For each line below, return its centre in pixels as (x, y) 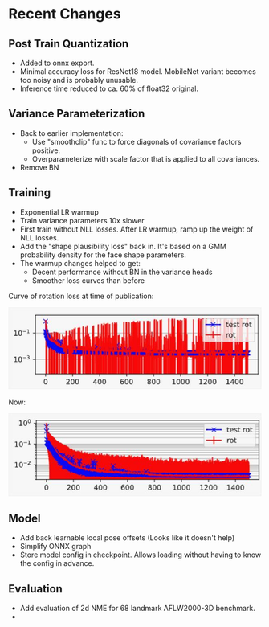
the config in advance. (57, 563)
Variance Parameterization (77, 114)
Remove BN (39, 167)
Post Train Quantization (69, 44)
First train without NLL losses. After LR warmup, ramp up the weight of (137, 229)
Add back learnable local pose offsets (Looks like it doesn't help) (127, 538)
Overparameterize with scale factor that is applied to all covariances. (146, 158)
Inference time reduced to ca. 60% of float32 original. (109, 88)
